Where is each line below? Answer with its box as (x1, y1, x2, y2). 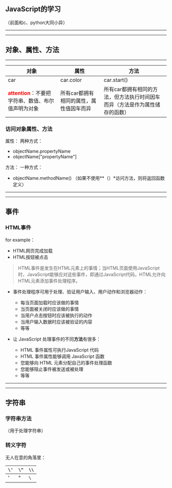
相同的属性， (60, 97, 92, 104)
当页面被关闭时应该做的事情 (20, 306, 79, 312)
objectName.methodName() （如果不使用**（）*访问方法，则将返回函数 (12, 175, 165, 181)
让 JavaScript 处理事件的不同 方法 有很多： (12, 336, 101, 342)
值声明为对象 (8, 104, 39, 112)
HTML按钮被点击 (12, 254, 49, 260)
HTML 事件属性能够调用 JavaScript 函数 (20, 353, 105, 359)
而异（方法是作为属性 (103, 101, 155, 108)
